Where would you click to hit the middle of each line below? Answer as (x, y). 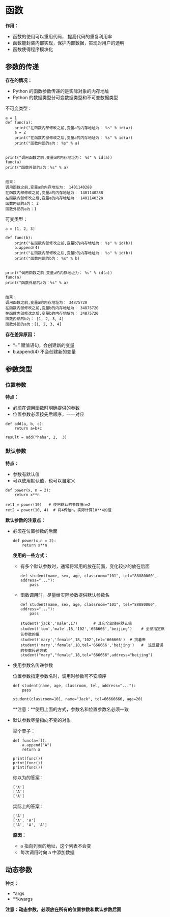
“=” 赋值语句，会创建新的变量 (44, 345)
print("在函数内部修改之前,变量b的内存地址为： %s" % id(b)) (74, 243)
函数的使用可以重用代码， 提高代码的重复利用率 (62, 36)
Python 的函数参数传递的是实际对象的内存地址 (61, 91)
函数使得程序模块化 (33, 49)
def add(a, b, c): (25, 424)
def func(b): (19, 238)
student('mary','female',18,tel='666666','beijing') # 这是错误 (92, 645)
